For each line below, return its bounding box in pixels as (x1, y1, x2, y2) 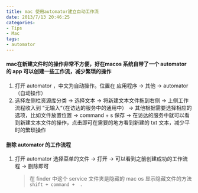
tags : (6, 36, 20, 42)
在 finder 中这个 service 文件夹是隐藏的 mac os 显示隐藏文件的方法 (29, 175, 192, 182)
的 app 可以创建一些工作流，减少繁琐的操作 (6, 68, 112, 75)
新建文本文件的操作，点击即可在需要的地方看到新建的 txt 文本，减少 (20, 119, 185, 126)
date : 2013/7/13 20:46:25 (6, 14, 70, 20)
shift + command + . (29, 182, 83, 188)
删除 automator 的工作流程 (6, 141, 72, 148)
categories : (6, 19, 35, 25)
